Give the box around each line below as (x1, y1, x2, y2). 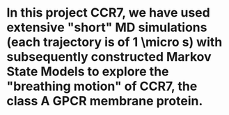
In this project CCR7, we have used (6, 5, 210, 21)
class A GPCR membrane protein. (6, 94, 203, 109)
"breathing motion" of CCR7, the (6, 78, 198, 94)
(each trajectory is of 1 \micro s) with (6, 35, 223, 50)
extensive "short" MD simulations (6, 19, 207, 35)
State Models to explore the (6, 64, 169, 80)
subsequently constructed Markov (6, 49, 212, 65)
